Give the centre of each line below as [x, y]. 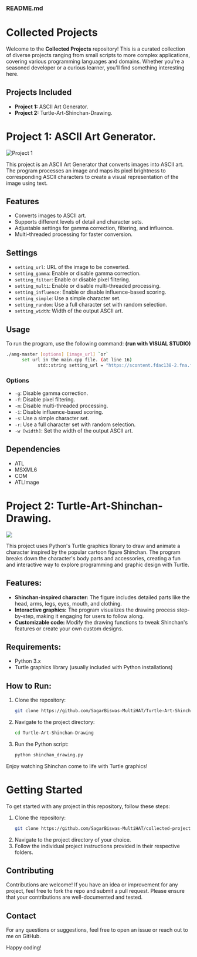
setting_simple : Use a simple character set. [68, 298]
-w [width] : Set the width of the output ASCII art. [74, 430]
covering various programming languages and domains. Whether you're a [95, 61]
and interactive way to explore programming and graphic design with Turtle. [98, 564]
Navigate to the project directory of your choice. [73, 839]
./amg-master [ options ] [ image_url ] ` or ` [57, 354]
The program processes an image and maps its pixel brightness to [86, 170]
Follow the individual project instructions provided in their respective [97, 846]
